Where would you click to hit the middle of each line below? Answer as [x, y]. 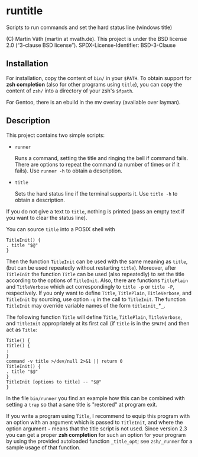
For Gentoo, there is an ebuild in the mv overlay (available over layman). [93, 102]
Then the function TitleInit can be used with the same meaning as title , [97, 261]
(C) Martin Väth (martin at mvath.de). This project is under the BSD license [97, 39]
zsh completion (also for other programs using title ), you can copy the [94, 84]
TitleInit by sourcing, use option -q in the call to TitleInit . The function [96, 299]
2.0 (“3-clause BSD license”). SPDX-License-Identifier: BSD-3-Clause [91, 45]
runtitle [25, 11]
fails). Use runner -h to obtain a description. [68, 171]
